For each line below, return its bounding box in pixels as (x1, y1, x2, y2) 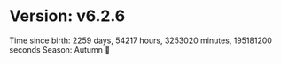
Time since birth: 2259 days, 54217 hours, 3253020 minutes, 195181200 (9, 35, 273, 46)
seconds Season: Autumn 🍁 (9, 44, 111, 54)
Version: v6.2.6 (9, 6, 126, 26)
